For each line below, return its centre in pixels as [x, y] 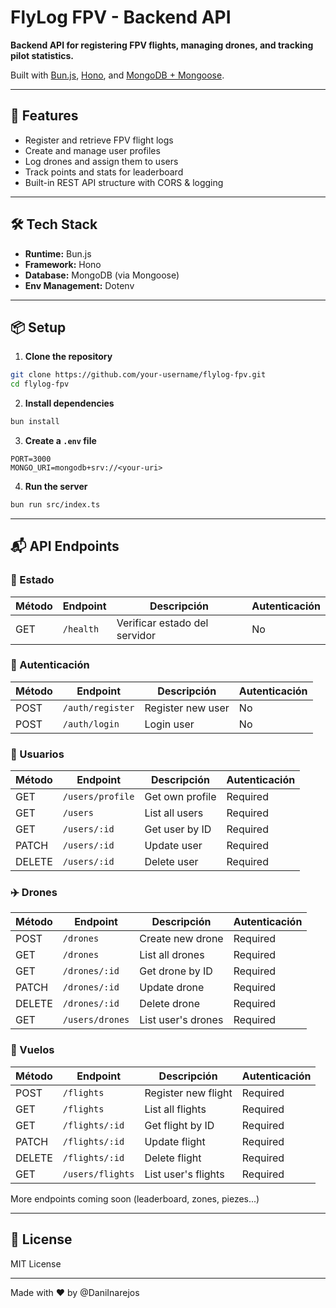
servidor [136, 635]
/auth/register [98, 707]
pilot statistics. [42, 55]
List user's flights [184, 1174]
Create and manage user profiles [92, 150]
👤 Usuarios [37, 754]
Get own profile [180, 797]
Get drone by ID [176, 971]
